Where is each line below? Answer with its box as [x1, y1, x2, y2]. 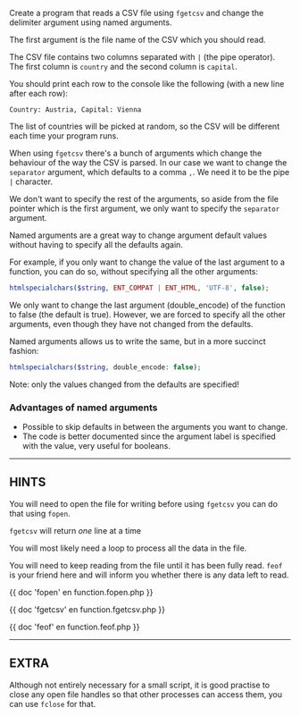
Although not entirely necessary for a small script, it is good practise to [9, 679, 271, 690]
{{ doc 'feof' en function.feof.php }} [9, 621, 140, 632]
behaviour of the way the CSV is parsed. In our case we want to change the [9, 157, 287, 168]
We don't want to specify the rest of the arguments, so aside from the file [9, 194, 279, 204]
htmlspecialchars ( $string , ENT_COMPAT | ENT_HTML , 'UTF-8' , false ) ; [9, 283, 270, 292]
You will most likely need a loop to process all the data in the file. [9, 543, 247, 553]
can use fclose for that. [9, 698, 96, 709]
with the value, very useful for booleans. [21, 441, 171, 451]
